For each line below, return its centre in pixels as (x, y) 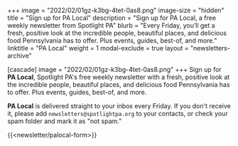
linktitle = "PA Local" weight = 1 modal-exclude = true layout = (98, 48)
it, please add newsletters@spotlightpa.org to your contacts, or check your (118, 114)
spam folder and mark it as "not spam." (65, 121)
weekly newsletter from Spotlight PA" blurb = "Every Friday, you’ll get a (111, 25)
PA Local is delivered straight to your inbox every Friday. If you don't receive (119, 106)
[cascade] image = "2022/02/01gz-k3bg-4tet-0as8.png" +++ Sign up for (114, 69)
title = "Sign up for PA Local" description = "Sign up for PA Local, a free (112, 18)
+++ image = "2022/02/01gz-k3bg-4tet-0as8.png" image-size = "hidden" (116, 10)
